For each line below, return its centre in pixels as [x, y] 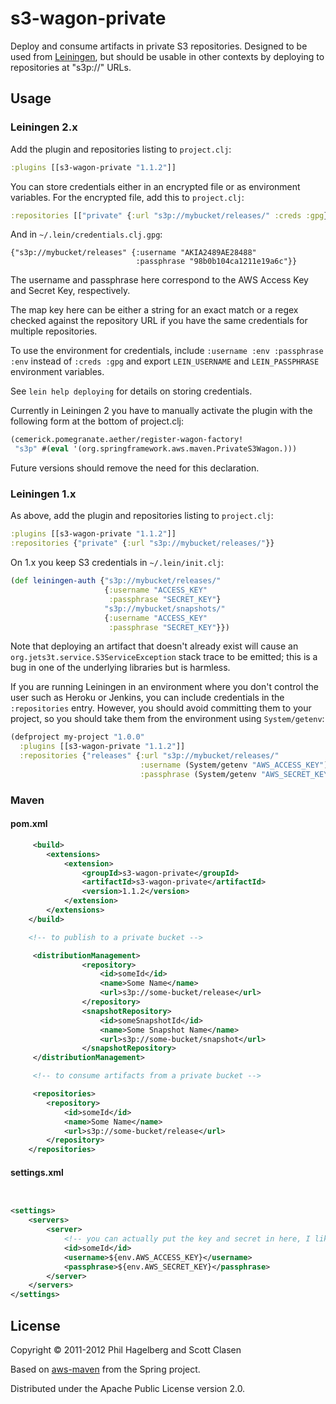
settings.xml [37, 1172]
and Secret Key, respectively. [70, 291]
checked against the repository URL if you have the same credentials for [159, 321]
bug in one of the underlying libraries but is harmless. [120, 668]
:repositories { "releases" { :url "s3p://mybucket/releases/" [149, 756]
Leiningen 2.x [44, 127]
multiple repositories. [54, 331]
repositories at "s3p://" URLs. [71, 67]
